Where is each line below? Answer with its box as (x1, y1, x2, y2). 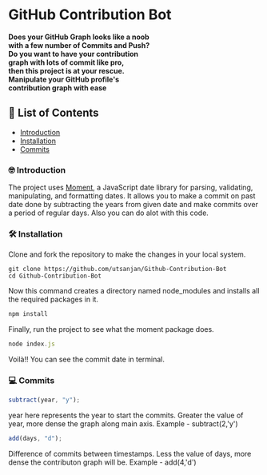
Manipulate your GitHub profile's (8, 74, 120, 84)
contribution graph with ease (8, 82, 107, 93)
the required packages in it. (8, 294, 98, 305)
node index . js (8, 340, 56, 349)
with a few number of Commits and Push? (8, 40, 150, 50)
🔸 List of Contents (8, 106, 99, 120)
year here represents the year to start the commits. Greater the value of (8, 410, 244, 421)
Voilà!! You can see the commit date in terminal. (8, 354, 165, 365)
